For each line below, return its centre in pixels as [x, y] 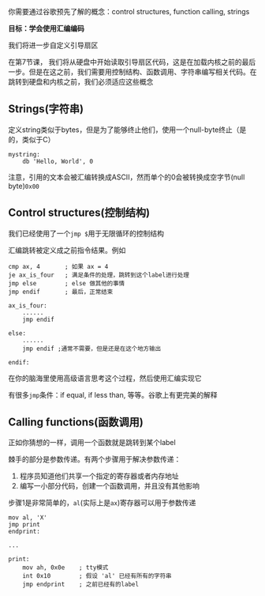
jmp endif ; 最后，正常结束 [61, 292]
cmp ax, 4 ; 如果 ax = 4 [58, 266]
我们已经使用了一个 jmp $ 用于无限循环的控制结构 [86, 233]
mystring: [24, 154]
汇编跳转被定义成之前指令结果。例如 [67, 250]
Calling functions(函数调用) [76, 422]
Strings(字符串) [46, 109]
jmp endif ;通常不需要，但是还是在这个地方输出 [92, 349]
